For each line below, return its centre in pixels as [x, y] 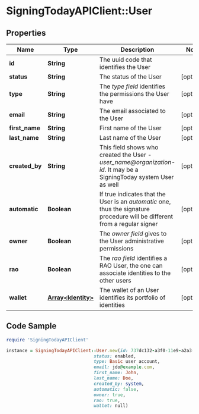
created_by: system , [119, 384]
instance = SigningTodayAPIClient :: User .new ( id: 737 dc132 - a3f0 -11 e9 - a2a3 [99, 350]
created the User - [126, 155]
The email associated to [133, 111]
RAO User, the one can [131, 266]
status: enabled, [115, 356]
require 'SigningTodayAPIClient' [47, 340]
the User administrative [132, 241]
